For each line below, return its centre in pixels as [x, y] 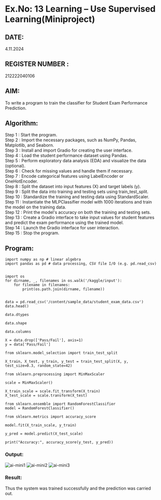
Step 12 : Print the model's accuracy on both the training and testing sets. [78, 212]
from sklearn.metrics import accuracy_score [51, 417]
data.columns [18, 332]
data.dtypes [17, 315]
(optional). [15, 166]
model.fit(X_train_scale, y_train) [41, 425]
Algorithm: [22, 123]
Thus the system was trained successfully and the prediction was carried [78, 488]
